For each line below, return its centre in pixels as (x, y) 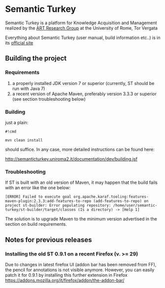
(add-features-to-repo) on (121, 201)
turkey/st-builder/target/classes (41, 210)
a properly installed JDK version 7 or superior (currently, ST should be (83, 83)
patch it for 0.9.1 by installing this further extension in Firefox (66, 275)
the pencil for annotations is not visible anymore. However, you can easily (80, 270)
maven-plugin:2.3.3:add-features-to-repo (48, 201)
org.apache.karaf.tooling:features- (111, 197)
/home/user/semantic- (135, 206)
